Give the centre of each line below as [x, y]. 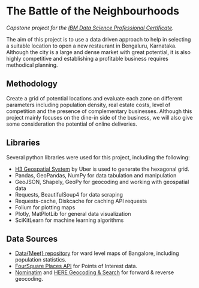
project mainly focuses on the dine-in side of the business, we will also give [99, 117]
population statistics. [41, 260]
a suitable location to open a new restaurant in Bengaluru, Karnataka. [91, 46]
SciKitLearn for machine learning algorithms [69, 220]
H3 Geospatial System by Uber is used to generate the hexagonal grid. [102, 169]
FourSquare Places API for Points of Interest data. [76, 266]
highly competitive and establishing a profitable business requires [88, 58]
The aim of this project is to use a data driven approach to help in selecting [99, 39]
